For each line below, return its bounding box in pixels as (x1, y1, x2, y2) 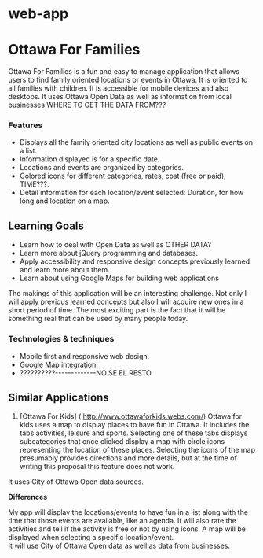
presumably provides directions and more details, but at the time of (19, 453, 237, 463)
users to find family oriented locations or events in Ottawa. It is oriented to (8, 76, 248, 85)
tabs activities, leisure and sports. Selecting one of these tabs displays (19, 428, 248, 438)
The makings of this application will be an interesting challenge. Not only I (8, 289, 247, 298)
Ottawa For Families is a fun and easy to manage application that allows (8, 67, 240, 76)
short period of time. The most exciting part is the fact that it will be (8, 305, 226, 315)
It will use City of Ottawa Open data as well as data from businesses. (8, 541, 230, 551)
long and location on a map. (19, 196, 110, 205)
